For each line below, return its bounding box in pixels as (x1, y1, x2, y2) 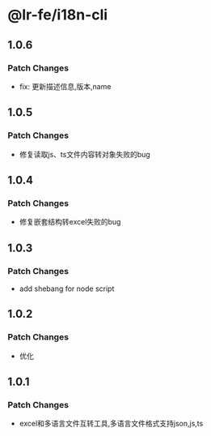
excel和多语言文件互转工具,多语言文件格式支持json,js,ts (19, 419, 204, 429)
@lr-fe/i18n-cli (7, 6, 108, 24)
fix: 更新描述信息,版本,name (19, 81, 112, 91)
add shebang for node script (19, 284, 115, 293)
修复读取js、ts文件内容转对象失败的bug (19, 149, 150, 159)
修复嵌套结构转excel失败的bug (19, 217, 121, 227)
